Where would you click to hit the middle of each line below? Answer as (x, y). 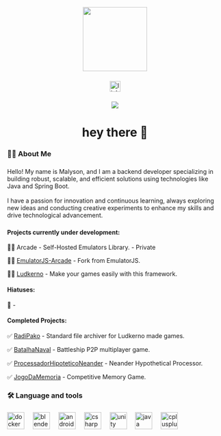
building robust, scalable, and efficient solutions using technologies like (108, 179)
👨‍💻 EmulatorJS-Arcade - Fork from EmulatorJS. (74, 261)
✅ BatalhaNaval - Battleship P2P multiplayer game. (79, 349)
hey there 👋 (115, 132)
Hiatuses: (21, 290)
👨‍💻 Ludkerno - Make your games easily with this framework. (92, 274)
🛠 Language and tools (45, 395)
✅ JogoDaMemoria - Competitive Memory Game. (77, 376)
